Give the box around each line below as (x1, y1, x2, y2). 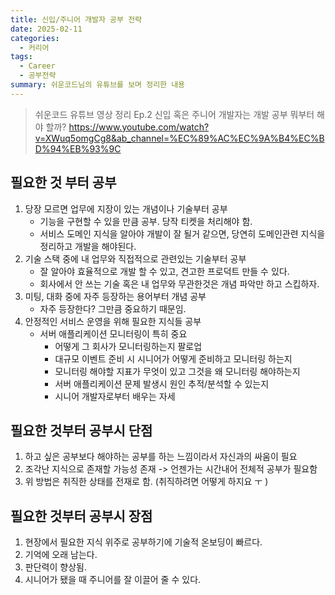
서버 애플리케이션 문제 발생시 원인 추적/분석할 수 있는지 (54, 377, 270, 390)
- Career (19, 61, 56, 71)
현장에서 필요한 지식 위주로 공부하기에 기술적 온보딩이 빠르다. (24, 536, 263, 548)
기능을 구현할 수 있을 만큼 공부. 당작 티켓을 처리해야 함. (39, 215, 253, 227)
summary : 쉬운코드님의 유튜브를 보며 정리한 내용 (10, 80, 186, 90)
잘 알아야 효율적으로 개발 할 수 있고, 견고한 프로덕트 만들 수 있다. (39, 265, 290, 277)
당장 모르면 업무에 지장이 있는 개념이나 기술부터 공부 (24, 202, 228, 215)
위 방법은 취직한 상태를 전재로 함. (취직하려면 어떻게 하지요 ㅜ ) (24, 476, 269, 488)
